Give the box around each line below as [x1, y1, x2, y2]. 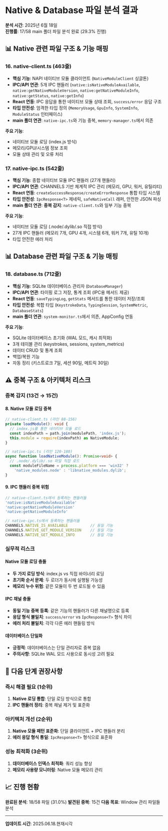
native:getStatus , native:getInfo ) [12, 92, 84, 98]
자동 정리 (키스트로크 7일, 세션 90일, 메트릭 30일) [12, 359, 109, 366]
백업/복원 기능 [12, 353, 40, 359]
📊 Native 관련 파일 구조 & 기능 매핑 [5, 45, 108, 53]
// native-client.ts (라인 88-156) [5, 417, 77, 422]
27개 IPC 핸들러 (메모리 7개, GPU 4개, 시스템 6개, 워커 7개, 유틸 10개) [12, 230, 149, 236]
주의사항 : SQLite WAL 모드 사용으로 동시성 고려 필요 [12, 651, 114, 657]
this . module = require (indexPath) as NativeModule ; [9, 436, 120, 441]
